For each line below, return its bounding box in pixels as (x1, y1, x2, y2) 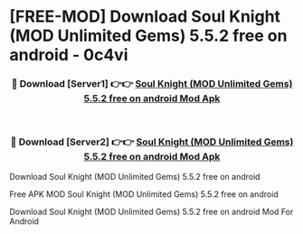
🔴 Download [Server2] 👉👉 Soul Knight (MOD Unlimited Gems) (10, 136, 294, 148)
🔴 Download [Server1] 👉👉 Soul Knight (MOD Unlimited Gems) (11, 78, 293, 90)
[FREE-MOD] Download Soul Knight (9, 6, 281, 27)
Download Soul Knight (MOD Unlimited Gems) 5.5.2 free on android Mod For (9, 206, 294, 217)
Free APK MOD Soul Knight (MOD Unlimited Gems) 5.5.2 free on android (9, 188, 279, 200)
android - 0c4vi (9, 45, 128, 65)
